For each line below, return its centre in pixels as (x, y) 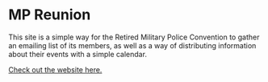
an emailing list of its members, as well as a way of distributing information (132, 45)
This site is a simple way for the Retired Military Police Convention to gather (134, 37)
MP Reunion (50, 15)
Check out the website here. (55, 69)
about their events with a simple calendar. (78, 54)
